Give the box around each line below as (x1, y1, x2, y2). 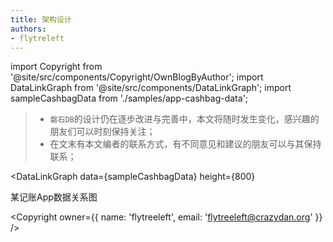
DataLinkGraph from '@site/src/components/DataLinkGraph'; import (10, 82, 292, 94)
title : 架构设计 (10, 14, 72, 25)
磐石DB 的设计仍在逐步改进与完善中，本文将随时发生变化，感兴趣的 (49, 113, 320, 125)
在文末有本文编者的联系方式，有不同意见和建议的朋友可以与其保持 (49, 138, 322, 150)
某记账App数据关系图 (10, 191, 98, 203)
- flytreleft (10, 33, 65, 43)
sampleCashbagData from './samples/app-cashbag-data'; (10, 92, 249, 105)
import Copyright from (10, 61, 103, 73)
